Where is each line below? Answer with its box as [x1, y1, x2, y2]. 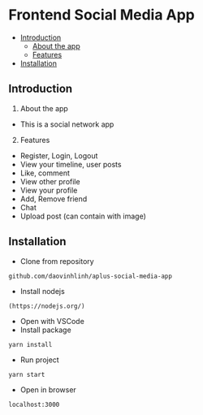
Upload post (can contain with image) [19, 211, 146, 221]
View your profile [19, 185, 78, 195]
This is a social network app [19, 119, 114, 129]
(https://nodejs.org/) [8, 302, 85, 310]
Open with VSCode [19, 316, 85, 326]
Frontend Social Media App [8, 6, 195, 24]
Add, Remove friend [19, 193, 88, 204]
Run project [19, 355, 59, 365]
